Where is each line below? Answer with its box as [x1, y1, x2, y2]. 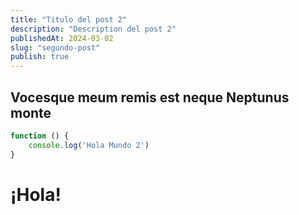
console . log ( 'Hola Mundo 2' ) [28, 140, 150, 150]
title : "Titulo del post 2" [10, 14, 128, 25]
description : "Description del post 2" [10, 24, 177, 34]
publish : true [10, 52, 70, 62]
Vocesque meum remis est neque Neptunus [10, 89, 290, 106]
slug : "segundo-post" [10, 42, 101, 53]
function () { [10, 131, 70, 141]
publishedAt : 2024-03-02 [10, 33, 114, 43]
